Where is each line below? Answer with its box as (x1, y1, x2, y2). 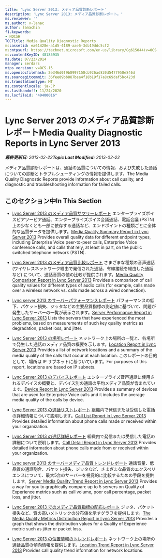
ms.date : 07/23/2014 (5, 57, 47, 62)
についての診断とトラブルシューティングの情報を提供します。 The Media (5, 171, 148, 177)
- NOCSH (5, 34, 21, 39)
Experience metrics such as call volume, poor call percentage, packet (12, 489, 151, 494)
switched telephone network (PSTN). (12, 250, 86, 255)
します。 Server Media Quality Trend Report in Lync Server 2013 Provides (12, 478, 157, 484)
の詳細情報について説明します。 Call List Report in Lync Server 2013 (12, 413, 146, 418)
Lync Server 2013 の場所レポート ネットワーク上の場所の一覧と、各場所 (12, 335, 155, 341)
